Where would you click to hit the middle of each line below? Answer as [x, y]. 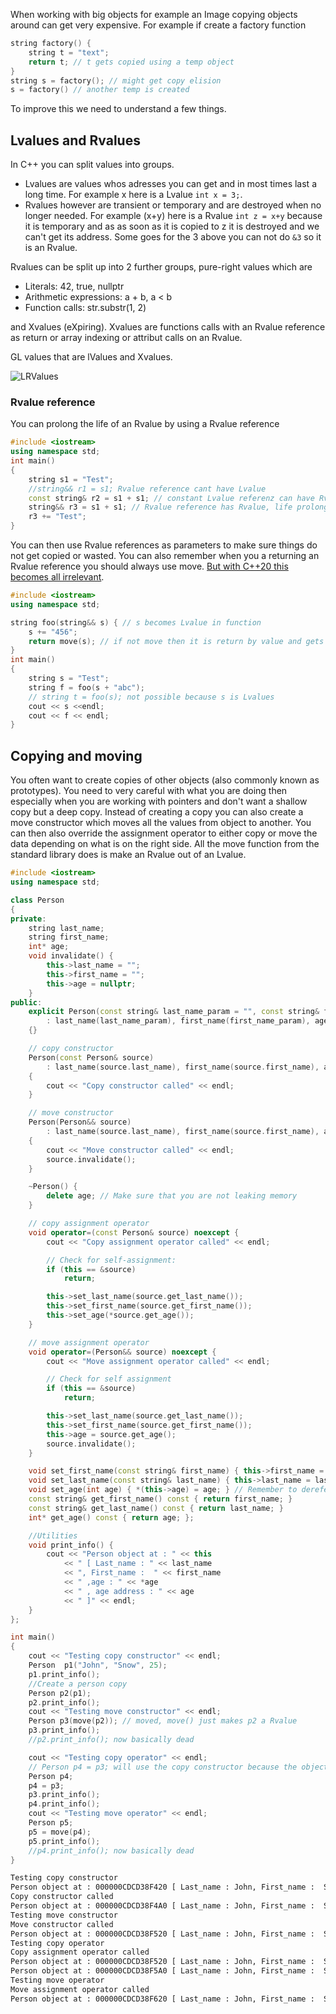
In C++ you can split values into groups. [92, 165]
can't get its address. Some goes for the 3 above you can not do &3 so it [173, 237]
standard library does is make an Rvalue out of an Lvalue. [128, 855]
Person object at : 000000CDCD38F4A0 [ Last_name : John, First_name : [162, 1906]
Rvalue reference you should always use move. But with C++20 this [149, 566]
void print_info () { [71, 1545]
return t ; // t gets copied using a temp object [131, 62]
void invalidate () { [71, 956]
